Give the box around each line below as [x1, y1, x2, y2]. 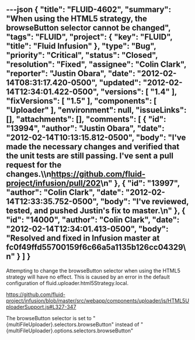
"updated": [99, 78, 141, 88]
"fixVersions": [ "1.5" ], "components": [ [6, 96, 157, 106]
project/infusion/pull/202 [6, 178, 101, 188]
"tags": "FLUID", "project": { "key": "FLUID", [6, 32, 173, 42]
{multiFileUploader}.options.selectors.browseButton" [6, 327, 134, 334]
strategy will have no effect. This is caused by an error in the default [6, 273, 170, 280]
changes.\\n [6, 169, 51, 179]
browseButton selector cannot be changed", [6, 23, 171, 33]
